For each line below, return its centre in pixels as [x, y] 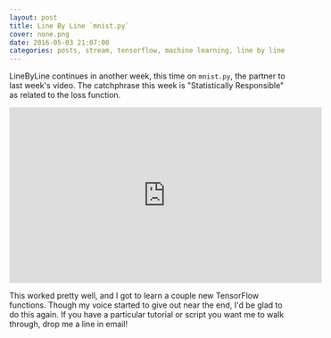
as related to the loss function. [65, 95]
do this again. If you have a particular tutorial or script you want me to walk [147, 315]
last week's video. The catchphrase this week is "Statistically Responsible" [147, 86]
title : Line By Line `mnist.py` [69, 26]
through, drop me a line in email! [68, 324]
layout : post [33, 17]
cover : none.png [39, 34]
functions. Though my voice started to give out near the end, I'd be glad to [146, 305]
